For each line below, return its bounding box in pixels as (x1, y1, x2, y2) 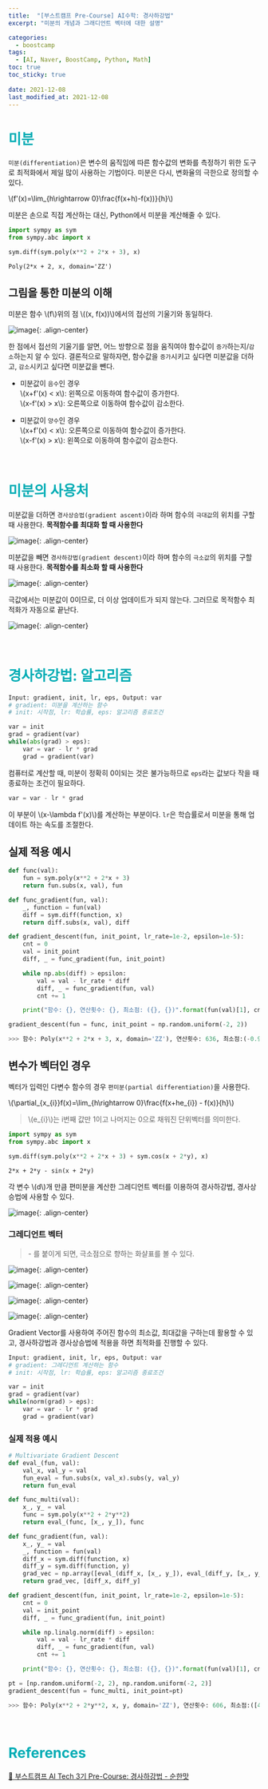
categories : (8, 34, 48, 42)
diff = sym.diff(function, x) (22, 910, 124, 919)
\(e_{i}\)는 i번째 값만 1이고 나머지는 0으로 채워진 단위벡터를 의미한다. (27, 1114, 241, 1124)
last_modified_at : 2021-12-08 (8, 93, 109, 101)
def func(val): (8, 867, 59, 875)
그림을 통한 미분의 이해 (8, 286, 113, 300)
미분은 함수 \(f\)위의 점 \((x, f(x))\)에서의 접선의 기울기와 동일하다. (8, 309, 213, 318)
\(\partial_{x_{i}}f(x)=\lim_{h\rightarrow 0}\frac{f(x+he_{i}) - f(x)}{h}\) (8, 1098, 235, 1107)
